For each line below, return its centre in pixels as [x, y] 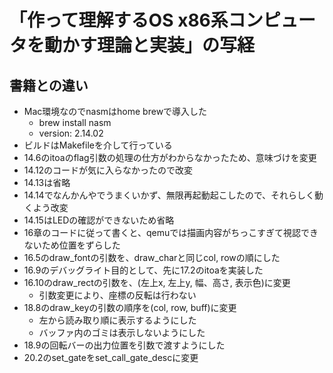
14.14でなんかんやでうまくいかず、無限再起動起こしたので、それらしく [169, 195]
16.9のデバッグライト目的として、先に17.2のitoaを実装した [143, 270]
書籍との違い [49, 85]
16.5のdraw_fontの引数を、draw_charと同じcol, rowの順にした [152, 257]
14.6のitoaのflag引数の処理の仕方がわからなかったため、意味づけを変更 [170, 157]
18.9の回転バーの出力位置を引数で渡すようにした [124, 345]
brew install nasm [75, 122]
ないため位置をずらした [72, 245]
